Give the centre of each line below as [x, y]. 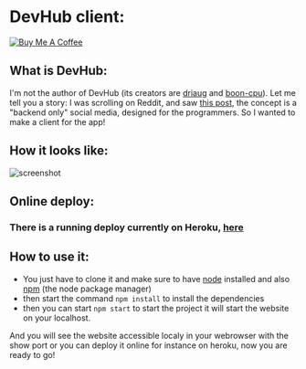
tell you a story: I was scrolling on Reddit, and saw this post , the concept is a [153, 102]
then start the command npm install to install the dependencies [143, 298]
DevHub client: [67, 17]
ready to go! [32, 354]
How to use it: [49, 257]
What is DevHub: [58, 71]
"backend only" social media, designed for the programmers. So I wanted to [153, 112]
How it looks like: [59, 151]
